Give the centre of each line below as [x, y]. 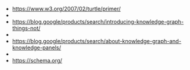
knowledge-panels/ [37, 47]
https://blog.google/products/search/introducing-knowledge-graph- [98, 22]
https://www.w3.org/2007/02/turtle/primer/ [66, 9]
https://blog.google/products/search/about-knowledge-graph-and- [97, 41]
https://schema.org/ [37, 61]
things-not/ [26, 28]
